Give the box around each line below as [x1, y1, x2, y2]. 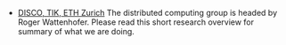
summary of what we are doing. [17, 26, 135, 36]
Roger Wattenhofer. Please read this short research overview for [17, 17, 255, 27]
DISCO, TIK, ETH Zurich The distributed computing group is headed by [17, 8, 278, 18]
